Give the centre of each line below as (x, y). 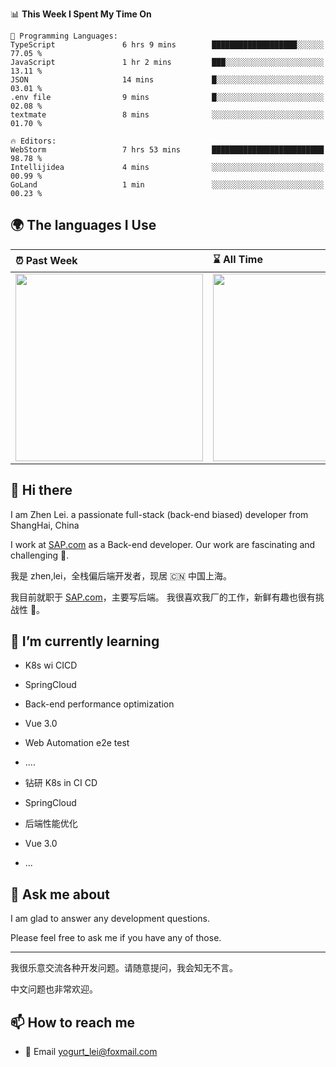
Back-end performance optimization (99, 704)
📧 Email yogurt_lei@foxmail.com (91, 1052)
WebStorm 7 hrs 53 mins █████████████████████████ (167, 150)
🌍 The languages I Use (83, 225)
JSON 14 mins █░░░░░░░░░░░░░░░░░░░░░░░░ (167, 80)
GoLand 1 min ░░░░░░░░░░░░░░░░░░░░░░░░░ (167, 185)
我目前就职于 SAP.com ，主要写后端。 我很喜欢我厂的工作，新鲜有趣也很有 (163, 597)
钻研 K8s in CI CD (61, 783)
